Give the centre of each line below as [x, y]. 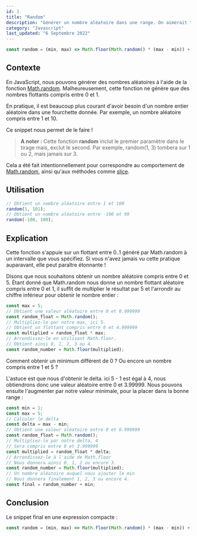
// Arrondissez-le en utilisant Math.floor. [61, 339]
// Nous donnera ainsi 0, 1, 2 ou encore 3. [61, 462]
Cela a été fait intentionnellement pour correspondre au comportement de [95, 165]
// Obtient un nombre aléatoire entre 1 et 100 [65, 204]
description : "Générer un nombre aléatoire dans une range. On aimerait [97, 22]
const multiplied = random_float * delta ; [59, 452]
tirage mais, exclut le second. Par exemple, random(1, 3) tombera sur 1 [105, 147]
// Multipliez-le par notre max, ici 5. [56, 322]
